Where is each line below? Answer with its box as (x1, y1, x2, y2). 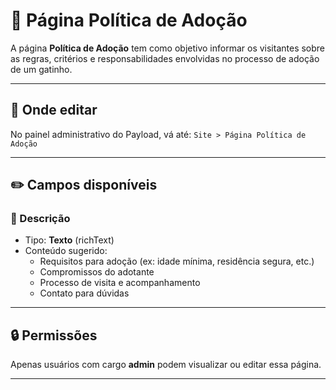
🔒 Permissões (10, 327, 98, 344)
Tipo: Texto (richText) (24, 234, 115, 246)
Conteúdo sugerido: (24, 245, 108, 257)
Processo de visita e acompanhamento (39, 277, 201, 289)
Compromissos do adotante (39, 266, 155, 278)
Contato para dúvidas (39, 287, 130, 299)
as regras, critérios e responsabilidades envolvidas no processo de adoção (10, 52, 320, 64)
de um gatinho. (10, 63, 73, 75)
